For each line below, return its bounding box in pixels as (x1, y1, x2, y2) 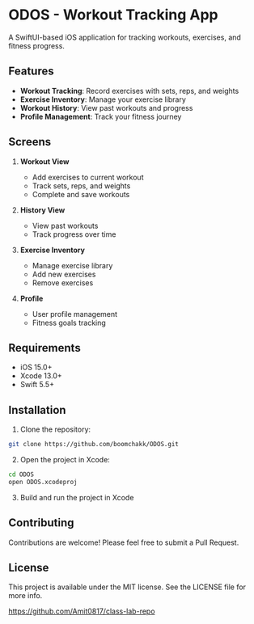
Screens (8, 135, 51, 149)
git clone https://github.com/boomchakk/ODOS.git (8, 441, 180, 449)
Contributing (8, 516, 74, 530)
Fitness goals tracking (32, 318, 107, 327)
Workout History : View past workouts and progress (19, 103, 193, 112)
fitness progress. (8, 40, 65, 50)
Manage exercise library (32, 260, 113, 270)
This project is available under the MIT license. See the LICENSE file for (8, 582, 247, 592)
